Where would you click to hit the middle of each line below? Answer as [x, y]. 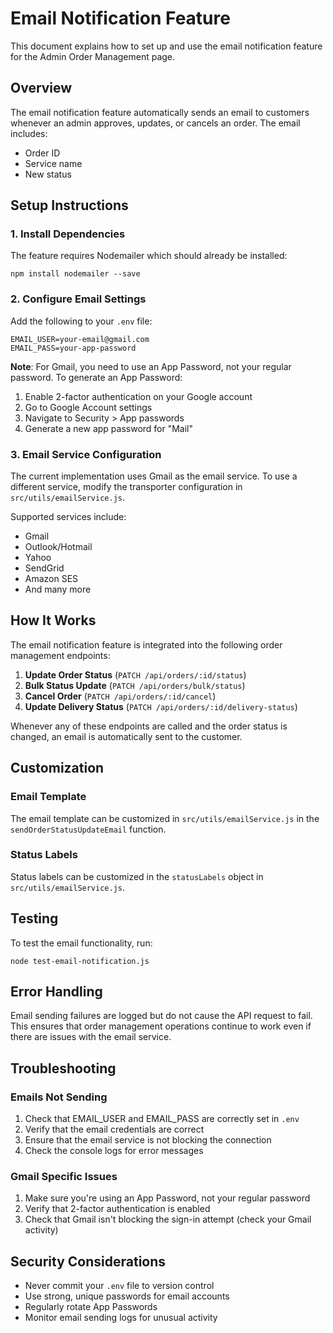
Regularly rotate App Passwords [91, 1307]
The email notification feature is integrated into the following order [146, 644]
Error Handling [56, 992]
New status [48, 174]
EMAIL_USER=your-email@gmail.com [80, 339]
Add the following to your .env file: [81, 321]
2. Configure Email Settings [78, 299]
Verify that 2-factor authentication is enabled [117, 1209]
